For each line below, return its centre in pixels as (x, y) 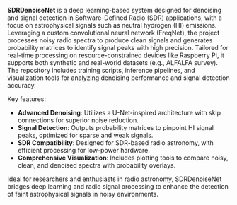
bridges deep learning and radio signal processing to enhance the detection (118, 186)
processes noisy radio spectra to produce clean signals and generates (110, 40)
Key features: (27, 99)
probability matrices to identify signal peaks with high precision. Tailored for (118, 48)
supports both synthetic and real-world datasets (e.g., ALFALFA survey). (112, 63)
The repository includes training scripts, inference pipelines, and (102, 70)
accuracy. (22, 85)
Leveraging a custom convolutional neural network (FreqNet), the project (114, 33)
